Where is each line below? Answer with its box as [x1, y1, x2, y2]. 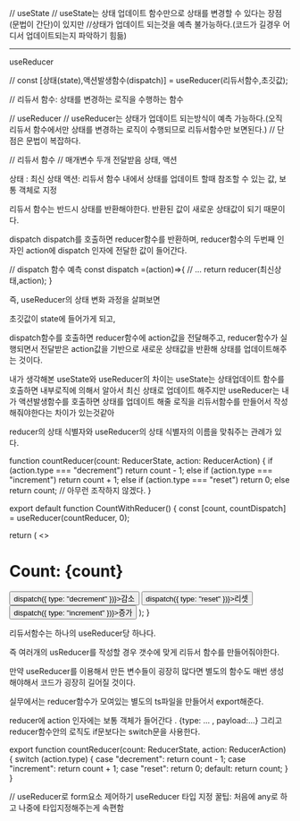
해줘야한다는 [9, 407, 54, 418]
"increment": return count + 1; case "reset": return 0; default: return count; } [9, 763, 288, 774]
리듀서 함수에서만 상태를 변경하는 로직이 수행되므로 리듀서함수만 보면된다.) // [9, 124, 275, 134]
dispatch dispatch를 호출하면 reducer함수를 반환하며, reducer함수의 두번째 [9, 234, 275, 244]
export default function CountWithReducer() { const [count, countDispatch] [9, 503, 287, 513]
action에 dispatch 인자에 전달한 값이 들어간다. [25, 245, 187, 255]
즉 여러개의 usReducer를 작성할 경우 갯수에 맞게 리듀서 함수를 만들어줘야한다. [9, 646, 279, 657]
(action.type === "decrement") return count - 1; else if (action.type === [9, 465, 273, 475]
